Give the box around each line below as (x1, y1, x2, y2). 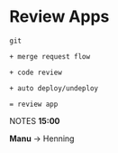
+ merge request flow (9, 52, 91, 61)
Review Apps (9, 6, 110, 27)
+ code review (9, 68, 63, 77)
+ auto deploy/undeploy (9, 83, 99, 92)
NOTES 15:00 (9, 115, 60, 126)
